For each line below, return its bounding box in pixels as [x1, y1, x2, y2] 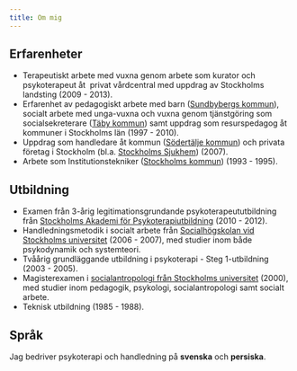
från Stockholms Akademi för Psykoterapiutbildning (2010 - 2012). [22, 216, 268, 226]
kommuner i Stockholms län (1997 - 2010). [22, 128, 180, 138]
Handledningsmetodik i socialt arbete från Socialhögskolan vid [22, 225, 255, 236]
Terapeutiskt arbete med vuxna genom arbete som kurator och [22, 70, 256, 81]
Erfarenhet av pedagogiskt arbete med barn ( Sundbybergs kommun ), [22, 99, 280, 110]
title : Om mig [9, 13, 63, 22]
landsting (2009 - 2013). [22, 89, 113, 100]
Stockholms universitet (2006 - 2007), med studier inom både [22, 234, 253, 245]
